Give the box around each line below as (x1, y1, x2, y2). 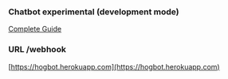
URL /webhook (8, 44, 66, 55)
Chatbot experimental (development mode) (8, 6, 179, 17)
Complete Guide (8, 24, 62, 34)
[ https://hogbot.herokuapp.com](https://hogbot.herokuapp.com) (8, 62, 221, 71)
